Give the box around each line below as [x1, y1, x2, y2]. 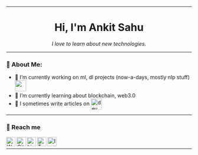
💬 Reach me [6, 123, 41, 132]
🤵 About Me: [6, 60, 42, 68]
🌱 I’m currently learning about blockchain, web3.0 [14, 92, 136, 99]
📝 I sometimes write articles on [14, 100, 90, 107]
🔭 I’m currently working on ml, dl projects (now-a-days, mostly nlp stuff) [14, 74, 190, 81]
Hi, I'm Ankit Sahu [54, 21, 144, 34]
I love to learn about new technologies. [52, 40, 146, 47]
